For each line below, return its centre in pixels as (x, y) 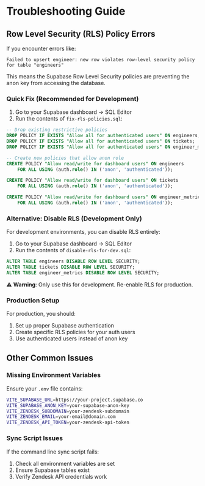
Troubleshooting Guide (66, 11)
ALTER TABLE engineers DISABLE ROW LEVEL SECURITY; (73, 261)
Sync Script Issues (34, 438)
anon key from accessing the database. (56, 83)
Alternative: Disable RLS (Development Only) (74, 219)
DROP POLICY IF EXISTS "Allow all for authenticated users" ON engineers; (103, 136)
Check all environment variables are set (65, 463)
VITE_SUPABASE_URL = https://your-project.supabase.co (75, 400)
